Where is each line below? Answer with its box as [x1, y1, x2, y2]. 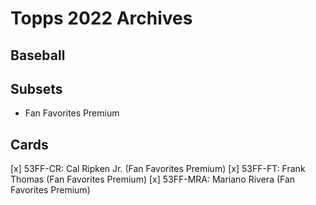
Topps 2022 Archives [10, 7, 193, 30]
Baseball [10, 47, 66, 64]
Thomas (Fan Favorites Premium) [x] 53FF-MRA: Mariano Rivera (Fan [10, 173, 296, 186]
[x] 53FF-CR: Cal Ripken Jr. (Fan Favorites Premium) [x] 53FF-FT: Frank [10, 163, 306, 175]
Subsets [10, 80, 63, 97]
